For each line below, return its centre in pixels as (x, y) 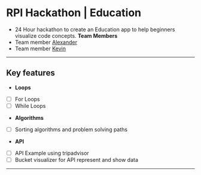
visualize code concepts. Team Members (66, 35)
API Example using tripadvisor (52, 153)
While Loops (30, 105)
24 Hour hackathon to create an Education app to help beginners (95, 29)
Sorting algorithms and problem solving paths (71, 129)
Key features (31, 73)
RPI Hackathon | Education (74, 13)
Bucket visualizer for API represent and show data (77, 160)
